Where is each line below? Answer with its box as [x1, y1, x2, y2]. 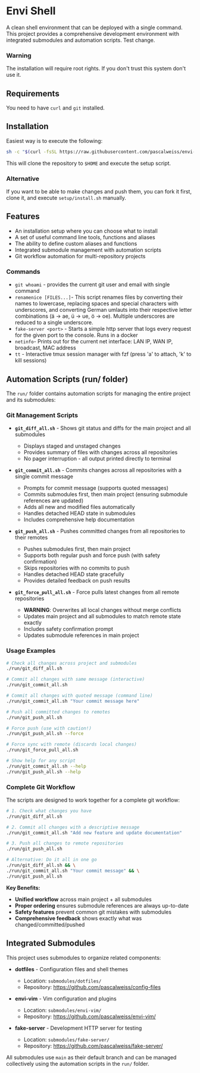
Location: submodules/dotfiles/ [23, 977, 102, 984]
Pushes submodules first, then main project [23, 546, 131, 553]
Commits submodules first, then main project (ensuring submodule [23, 491, 188, 498]
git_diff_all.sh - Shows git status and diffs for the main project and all [14, 424, 192, 432]
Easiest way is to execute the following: [6, 137, 103, 144]
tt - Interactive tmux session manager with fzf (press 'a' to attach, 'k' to [14, 351, 192, 358]
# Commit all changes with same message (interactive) [6, 677, 145, 683]
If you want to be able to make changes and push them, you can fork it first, [6, 188, 192, 195]
